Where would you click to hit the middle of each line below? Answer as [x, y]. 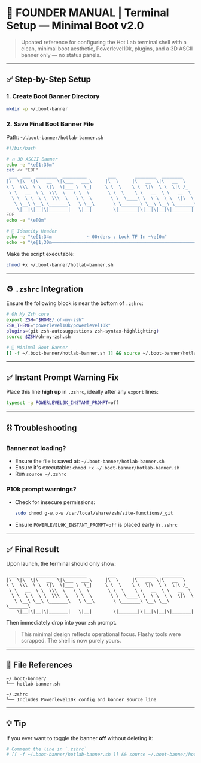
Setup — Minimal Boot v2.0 [75, 25]
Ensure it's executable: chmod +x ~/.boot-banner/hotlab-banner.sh [97, 467]
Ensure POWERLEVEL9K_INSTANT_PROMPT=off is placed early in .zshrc [96, 525]
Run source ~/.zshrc [41, 474]
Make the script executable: [40, 254]
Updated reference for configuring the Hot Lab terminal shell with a [103, 42]
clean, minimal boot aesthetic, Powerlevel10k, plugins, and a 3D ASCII [107, 49]
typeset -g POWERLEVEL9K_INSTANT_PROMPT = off [63, 403]
